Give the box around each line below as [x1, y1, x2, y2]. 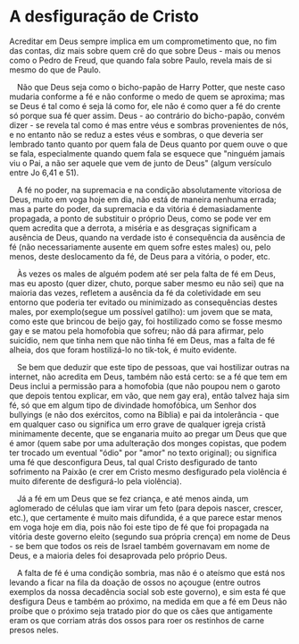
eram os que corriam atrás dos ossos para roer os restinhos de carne [9, 614, 265, 625]
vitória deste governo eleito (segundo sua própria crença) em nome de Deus [9, 530, 291, 542]
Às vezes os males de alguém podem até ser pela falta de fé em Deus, [17, 268, 277, 279]
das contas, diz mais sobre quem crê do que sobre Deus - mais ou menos [9, 45, 281, 55]
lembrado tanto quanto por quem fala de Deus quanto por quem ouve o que [9, 139, 288, 149]
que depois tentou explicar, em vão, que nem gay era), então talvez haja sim [9, 390, 290, 401]
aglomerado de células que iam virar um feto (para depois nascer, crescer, [9, 503, 284, 513]
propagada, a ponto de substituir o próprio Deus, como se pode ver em [9, 213, 271, 224]
